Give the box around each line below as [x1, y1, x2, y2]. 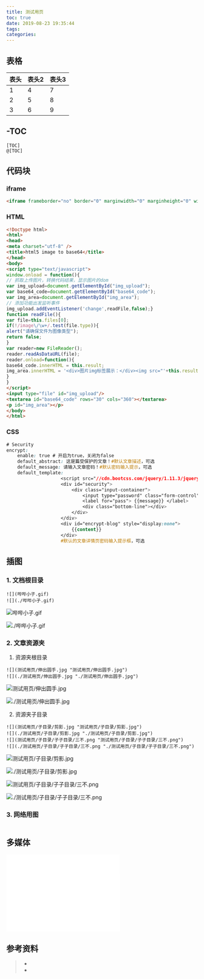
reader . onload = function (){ [6, 357, 75, 363]
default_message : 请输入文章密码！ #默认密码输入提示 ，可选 [17, 464, 152, 471]
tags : [6, 26, 20, 32]
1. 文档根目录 [6, 576, 44, 584]
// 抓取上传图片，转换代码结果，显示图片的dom [6, 278, 109, 284]
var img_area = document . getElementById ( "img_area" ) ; [6, 295, 140, 301]
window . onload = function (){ [6, 272, 80, 278]
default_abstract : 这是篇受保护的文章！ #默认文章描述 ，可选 [17, 458, 155, 465]
